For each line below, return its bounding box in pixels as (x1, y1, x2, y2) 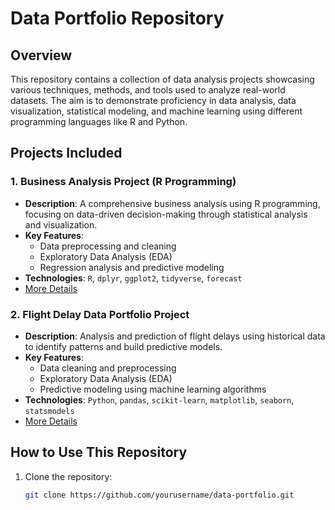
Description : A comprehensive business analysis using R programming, (24, 197, 321, 209)
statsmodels (24, 406, 75, 416)
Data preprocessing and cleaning (39, 240, 177, 252)
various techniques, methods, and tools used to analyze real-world (10, 84, 286, 96)
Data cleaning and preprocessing (39, 362, 177, 374)
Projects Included (10, 145, 123, 162)
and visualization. (24, 218, 98, 231)
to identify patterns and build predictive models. (24, 340, 223, 352)
